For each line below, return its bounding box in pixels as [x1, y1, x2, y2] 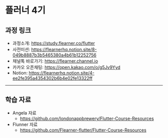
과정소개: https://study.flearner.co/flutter [12, 40, 95, 46]
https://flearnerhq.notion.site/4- [28, 70, 95, 75]
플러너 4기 [5, 4, 46, 16]
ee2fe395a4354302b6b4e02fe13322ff [12, 75, 92, 81]
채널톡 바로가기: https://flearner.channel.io [12, 58, 98, 64]
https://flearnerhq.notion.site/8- [31, 46, 97, 52]
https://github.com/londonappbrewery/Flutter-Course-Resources [19, 115, 154, 121]
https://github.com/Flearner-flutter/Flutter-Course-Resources [19, 127, 146, 133]
